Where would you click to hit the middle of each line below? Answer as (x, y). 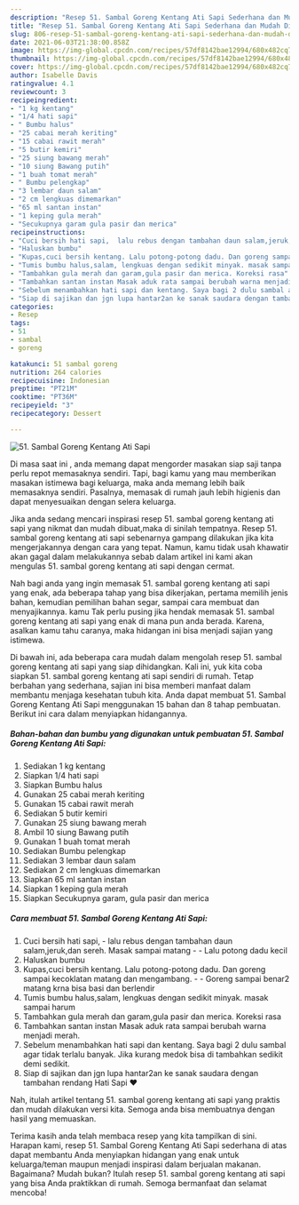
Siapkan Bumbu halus (63, 785)
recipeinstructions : (48, 232)
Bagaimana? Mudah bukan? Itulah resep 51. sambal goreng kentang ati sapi (148, 1173)
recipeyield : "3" (42, 405)
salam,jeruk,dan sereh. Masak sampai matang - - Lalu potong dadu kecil (155, 950)
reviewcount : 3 (38, 92)
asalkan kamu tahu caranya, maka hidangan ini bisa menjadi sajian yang (142, 630)
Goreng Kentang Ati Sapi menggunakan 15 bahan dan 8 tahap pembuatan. (146, 704)
